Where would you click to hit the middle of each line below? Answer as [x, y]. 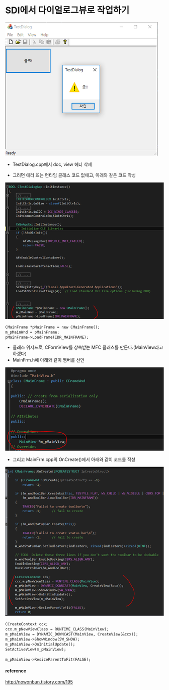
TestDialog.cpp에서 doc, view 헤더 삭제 [52, 164]
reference [16, 671]
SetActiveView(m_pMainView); [36, 649]
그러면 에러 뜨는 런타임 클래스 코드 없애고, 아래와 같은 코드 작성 [74, 175]
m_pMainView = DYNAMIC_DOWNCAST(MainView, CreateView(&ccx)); [72, 634]
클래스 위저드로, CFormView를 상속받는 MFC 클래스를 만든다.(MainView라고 [88, 347]
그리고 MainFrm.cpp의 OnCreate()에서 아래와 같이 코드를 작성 [74, 459]
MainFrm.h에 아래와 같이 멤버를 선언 [48, 360]
